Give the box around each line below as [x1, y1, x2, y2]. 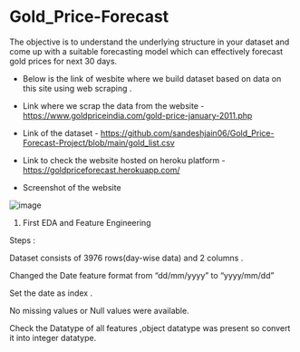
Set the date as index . [9, 288, 93, 298]
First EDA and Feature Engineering [22, 217, 151, 228]
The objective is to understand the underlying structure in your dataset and [9, 36, 290, 47]
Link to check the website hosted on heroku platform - [22, 154, 226, 165]
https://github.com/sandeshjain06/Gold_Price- [100, 127, 275, 138]
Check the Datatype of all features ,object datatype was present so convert [9, 322, 291, 333]
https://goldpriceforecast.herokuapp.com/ [22, 164, 180, 175]
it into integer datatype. [9, 332, 97, 343]
